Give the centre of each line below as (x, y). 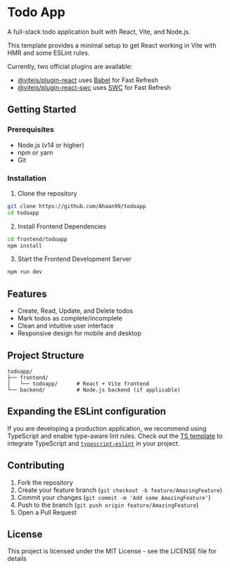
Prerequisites (31, 129)
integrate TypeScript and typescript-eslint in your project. (94, 443)
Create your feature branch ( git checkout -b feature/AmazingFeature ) (120, 490)
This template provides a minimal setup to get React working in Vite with (112, 45)
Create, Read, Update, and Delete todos (75, 311)
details (17, 559)
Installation (27, 178)
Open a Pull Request (47, 512)
